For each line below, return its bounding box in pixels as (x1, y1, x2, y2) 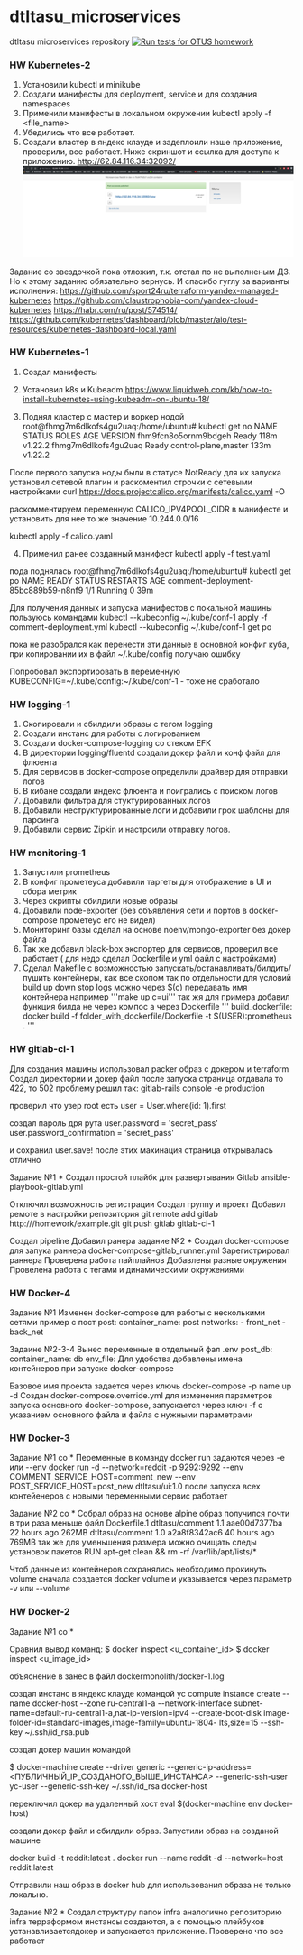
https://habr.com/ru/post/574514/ (53, 304, 178, 315)
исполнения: (9, 285, 59, 296)
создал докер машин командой (9, 1744, 131, 1755)
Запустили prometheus (22, 867, 111, 878)
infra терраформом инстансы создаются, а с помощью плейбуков (9, 1915, 265, 1927)
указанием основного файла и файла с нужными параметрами (9, 1409, 253, 1420)
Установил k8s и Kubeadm (22, 383, 124, 394)
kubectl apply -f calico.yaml (9, 530, 113, 541)
